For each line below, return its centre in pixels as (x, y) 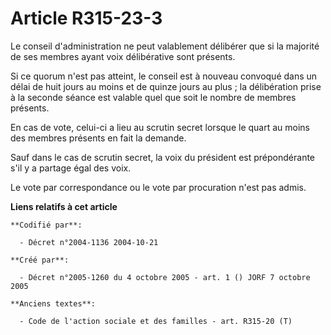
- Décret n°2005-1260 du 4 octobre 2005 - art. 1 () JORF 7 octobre (165, 277)
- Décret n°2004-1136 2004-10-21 (89, 242)
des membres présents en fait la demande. (98, 138)
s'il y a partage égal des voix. (71, 168)
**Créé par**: (40, 260)
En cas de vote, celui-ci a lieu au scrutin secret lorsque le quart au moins (160, 127)
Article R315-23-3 (86, 18)
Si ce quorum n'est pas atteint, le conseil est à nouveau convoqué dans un (164, 76)
